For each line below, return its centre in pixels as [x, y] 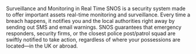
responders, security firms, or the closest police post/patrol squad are [91, 33]
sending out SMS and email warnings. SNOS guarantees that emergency [94, 27]
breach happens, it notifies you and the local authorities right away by [90, 21]
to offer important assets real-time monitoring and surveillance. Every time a [98, 15]
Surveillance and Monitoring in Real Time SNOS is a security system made [96, 9]
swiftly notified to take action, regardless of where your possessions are [93, 40]
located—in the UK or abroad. [42, 46]
